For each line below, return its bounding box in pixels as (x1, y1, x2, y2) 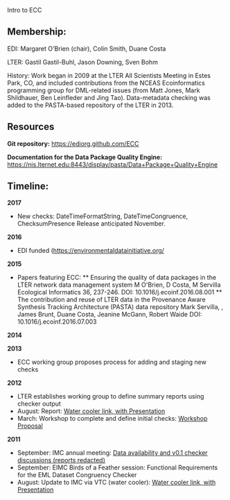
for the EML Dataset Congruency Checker (17, 471, 137, 479)
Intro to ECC (7, 6, 42, 14)
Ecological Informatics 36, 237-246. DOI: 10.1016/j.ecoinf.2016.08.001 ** (17, 288, 222, 297)
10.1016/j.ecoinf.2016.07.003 (17, 317, 97, 326)
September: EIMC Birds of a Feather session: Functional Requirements (17, 463, 218, 472)
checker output (17, 399, 61, 408)
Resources (7, 121, 55, 133)
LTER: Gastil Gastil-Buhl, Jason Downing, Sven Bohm (7, 58, 158, 66)
